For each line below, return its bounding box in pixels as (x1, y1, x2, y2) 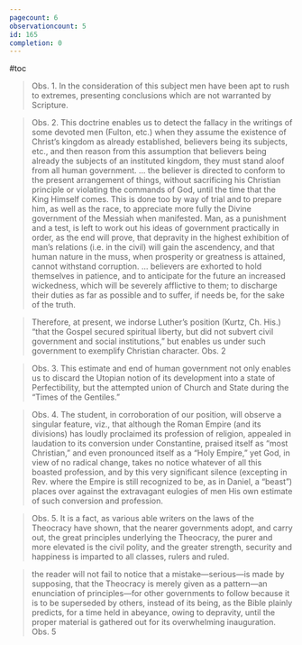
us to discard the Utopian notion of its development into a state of (31, 373, 276, 383)
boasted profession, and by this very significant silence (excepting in (31, 466, 288, 478)
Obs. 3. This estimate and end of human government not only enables (31, 363, 291, 374)
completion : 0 (9, 38, 63, 48)
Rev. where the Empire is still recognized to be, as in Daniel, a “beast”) (31, 476, 293, 487)
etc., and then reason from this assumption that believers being (31, 146, 268, 157)
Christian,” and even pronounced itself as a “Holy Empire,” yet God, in (31, 447, 290, 458)
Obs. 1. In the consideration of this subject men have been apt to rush (31, 80, 290, 91)
